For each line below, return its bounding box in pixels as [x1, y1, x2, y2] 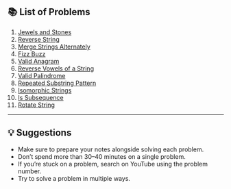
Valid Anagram [17, 57, 60, 65]
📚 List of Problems [8, 6, 91, 18]
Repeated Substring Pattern [17, 79, 97, 87]
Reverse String [17, 35, 60, 43]
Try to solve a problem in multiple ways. [17, 174, 131, 182]
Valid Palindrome [17, 71, 66, 79]
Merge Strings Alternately [17, 42, 91, 51]
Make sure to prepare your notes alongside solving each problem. [17, 145, 204, 153]
